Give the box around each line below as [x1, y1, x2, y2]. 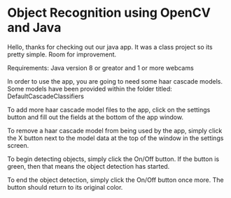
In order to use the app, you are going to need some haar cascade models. [7, 77, 223, 85]
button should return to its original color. [7, 183, 123, 191]
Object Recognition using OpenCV [7, 5, 211, 21]
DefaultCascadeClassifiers [7, 92, 84, 100]
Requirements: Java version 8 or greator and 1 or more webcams [7, 63, 194, 72]
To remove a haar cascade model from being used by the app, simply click [7, 126, 223, 135]
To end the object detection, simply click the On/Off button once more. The [7, 176, 224, 184]
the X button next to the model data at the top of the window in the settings [7, 134, 224, 142]
